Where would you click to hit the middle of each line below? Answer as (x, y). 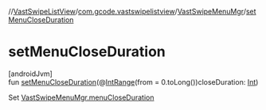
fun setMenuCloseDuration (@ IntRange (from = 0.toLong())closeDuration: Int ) (133, 82)
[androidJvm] (31, 74)
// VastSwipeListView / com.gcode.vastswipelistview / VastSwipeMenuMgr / (127, 11)
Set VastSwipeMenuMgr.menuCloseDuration (81, 97)
